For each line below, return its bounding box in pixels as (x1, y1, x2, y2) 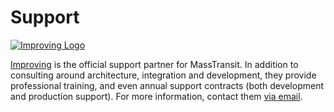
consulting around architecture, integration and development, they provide (10, 69, 317, 81)
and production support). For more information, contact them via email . (10, 90, 303, 102)
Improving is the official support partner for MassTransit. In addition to (10, 58, 299, 70)
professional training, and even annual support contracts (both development (10, 79, 325, 91)
